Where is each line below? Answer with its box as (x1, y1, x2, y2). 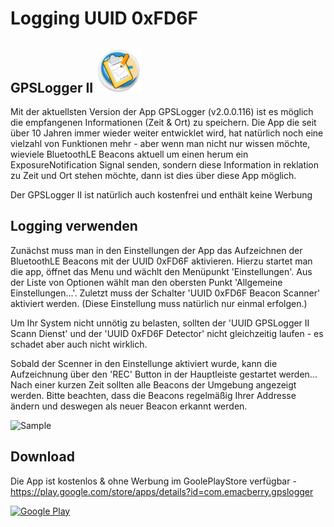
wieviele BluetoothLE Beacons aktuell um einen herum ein (10, 148, 249, 160)
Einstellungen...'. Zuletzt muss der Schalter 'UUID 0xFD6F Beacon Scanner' (10, 287, 321, 299)
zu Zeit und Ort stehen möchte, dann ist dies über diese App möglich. (10, 170, 297, 181)
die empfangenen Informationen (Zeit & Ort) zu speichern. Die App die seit (10, 117, 317, 128)
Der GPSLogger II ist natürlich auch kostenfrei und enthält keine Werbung (10, 189, 313, 201)
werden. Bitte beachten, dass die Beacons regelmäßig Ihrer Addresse (10, 389, 297, 401)
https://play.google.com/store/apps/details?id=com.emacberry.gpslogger (10, 485, 314, 497)
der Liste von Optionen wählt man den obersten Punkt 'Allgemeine (10, 276, 283, 288)
